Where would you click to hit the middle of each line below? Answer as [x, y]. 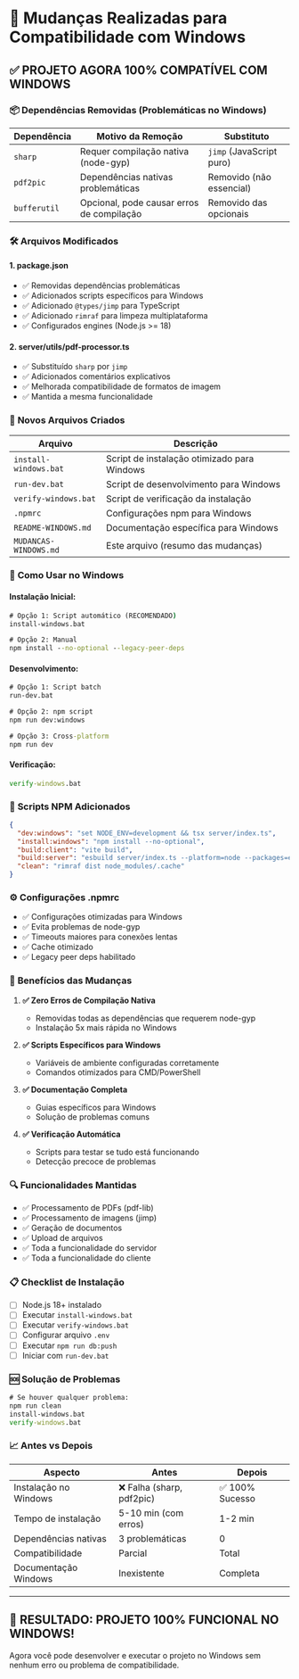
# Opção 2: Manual [43, 640]
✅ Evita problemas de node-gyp [81, 927]
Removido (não [239, 177]
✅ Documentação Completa [75, 1089]
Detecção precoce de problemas [96, 1161]
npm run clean [36, 1406]
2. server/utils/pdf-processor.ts [69, 346]
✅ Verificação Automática [71, 1134]
